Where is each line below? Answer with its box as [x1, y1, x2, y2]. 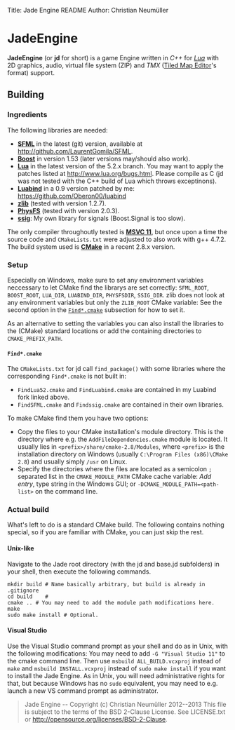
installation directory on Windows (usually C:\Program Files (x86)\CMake [17, 450, 229, 459]
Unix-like [7, 544, 34, 553]
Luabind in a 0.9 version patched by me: [17, 184, 135, 192]
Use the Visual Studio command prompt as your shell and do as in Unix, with [7, 642, 228, 650]
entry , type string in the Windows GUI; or [17, 480, 136, 488]
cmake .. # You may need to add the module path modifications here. [7, 599, 215, 606]
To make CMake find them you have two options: [7, 414, 149, 423]
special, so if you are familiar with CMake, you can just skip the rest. [7, 528, 204, 536]
